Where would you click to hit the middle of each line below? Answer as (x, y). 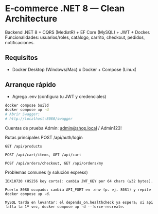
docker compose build (27, 105)
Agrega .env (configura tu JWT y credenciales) (59, 96)
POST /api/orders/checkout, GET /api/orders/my (54, 164)
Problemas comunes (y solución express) (47, 172)
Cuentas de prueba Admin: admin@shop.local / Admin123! (63, 128)
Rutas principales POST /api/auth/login (44, 138)
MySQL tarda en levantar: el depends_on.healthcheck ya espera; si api (79, 203)
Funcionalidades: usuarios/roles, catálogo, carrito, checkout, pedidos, (75, 37)
